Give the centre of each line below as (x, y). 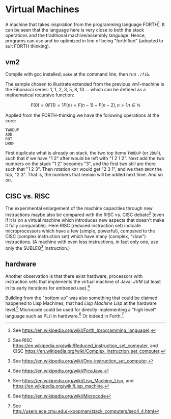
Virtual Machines (42, 9)
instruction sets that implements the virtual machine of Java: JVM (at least (83, 282)
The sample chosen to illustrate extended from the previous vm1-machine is (85, 84)
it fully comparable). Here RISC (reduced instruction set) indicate (73, 225)
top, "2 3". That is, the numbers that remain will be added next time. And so (84, 175)
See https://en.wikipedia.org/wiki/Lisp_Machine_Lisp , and (73, 381)
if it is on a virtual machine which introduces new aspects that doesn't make (85, 220)
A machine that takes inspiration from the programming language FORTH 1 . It (85, 24)
